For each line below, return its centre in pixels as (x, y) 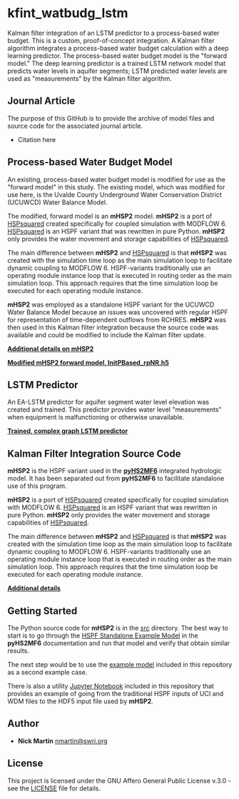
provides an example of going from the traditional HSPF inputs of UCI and (116, 694)
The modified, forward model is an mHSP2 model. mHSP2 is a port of (110, 216)
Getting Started (42, 611)
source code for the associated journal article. (75, 126)
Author (23, 724)
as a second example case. (47, 672)
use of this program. (37, 486)
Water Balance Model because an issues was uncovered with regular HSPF (118, 312)
